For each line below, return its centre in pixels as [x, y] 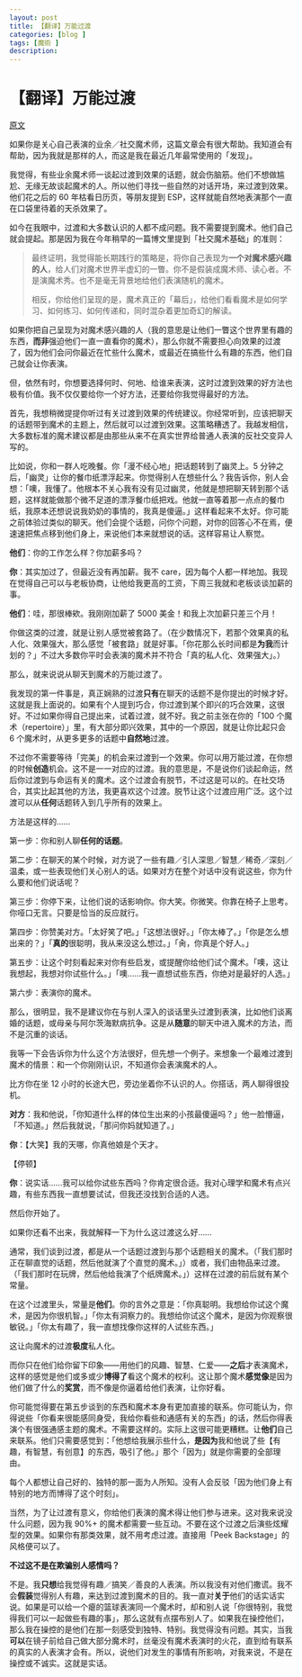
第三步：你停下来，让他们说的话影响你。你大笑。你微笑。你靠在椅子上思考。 [151, 902]
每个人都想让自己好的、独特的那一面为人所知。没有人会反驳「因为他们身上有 [151, 1483]
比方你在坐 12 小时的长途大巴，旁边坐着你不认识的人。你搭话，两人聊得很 [146, 1084]
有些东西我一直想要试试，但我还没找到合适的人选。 [119, 1195]
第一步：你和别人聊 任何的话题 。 [68, 841]
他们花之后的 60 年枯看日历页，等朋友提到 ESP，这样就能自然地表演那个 [143, 197]
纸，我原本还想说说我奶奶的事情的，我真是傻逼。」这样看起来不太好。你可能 [149, 511]
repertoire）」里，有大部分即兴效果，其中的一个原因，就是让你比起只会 [155, 727]
